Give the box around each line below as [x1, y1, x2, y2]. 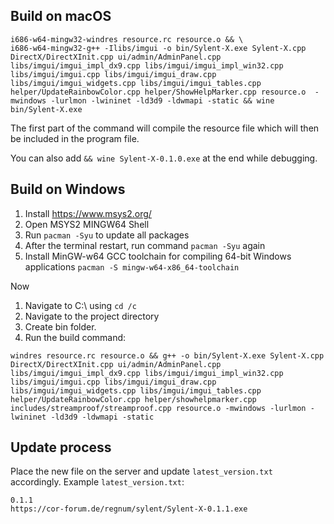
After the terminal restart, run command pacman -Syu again [24, 239, 266, 251]
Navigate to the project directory [24, 310, 160, 322]
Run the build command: [24, 331, 127, 343]
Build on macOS [10, 8, 112, 25]
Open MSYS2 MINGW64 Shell [24, 218, 150, 230]
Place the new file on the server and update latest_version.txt [10, 465, 273, 478]
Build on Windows [10, 181, 126, 198]
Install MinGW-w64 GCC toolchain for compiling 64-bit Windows [24, 250, 292, 262]
